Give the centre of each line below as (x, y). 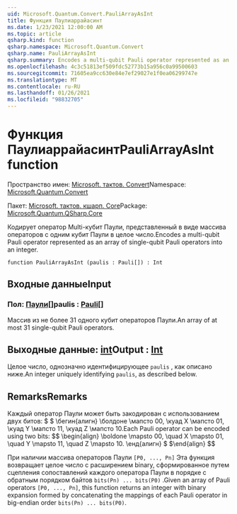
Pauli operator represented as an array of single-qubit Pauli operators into (115, 242)
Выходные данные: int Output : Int (85, 350)
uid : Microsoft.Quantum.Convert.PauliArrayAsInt (80, 14)
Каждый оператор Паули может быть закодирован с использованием (113, 414)
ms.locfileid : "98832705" (45, 100)
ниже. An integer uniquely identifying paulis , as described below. (102, 374)
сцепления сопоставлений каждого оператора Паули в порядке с (107, 473)
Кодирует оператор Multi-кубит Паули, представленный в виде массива (117, 227)
